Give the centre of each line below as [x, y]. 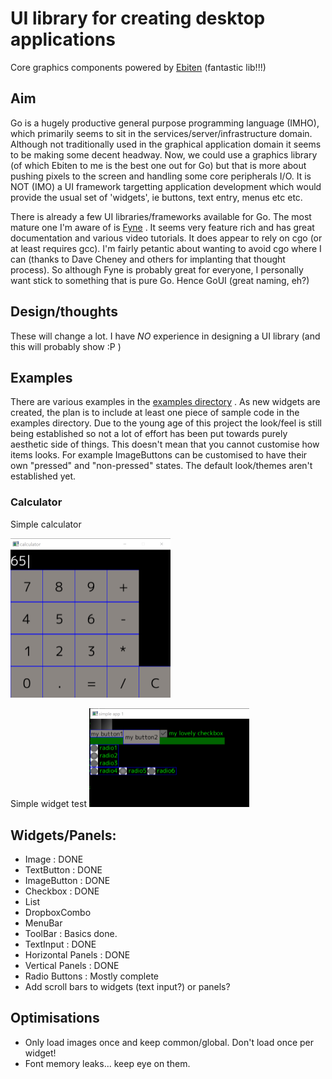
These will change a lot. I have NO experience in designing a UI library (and [165, 336]
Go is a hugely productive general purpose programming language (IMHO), [165, 123]
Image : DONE [54, 859]
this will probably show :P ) [66, 346]
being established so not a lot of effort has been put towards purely [149, 434]
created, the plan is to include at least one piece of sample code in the [155, 413]
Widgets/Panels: [63, 835]
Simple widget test [48, 804]
